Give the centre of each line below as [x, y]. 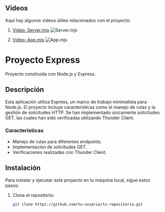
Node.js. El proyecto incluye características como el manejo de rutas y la [80, 107]
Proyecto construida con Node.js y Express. [51, 74]
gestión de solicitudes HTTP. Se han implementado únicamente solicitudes [82, 112]
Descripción [25, 90]
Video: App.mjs [28, 40]
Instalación [23, 168]
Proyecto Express [43, 60]
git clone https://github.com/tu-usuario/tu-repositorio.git [78, 204]
